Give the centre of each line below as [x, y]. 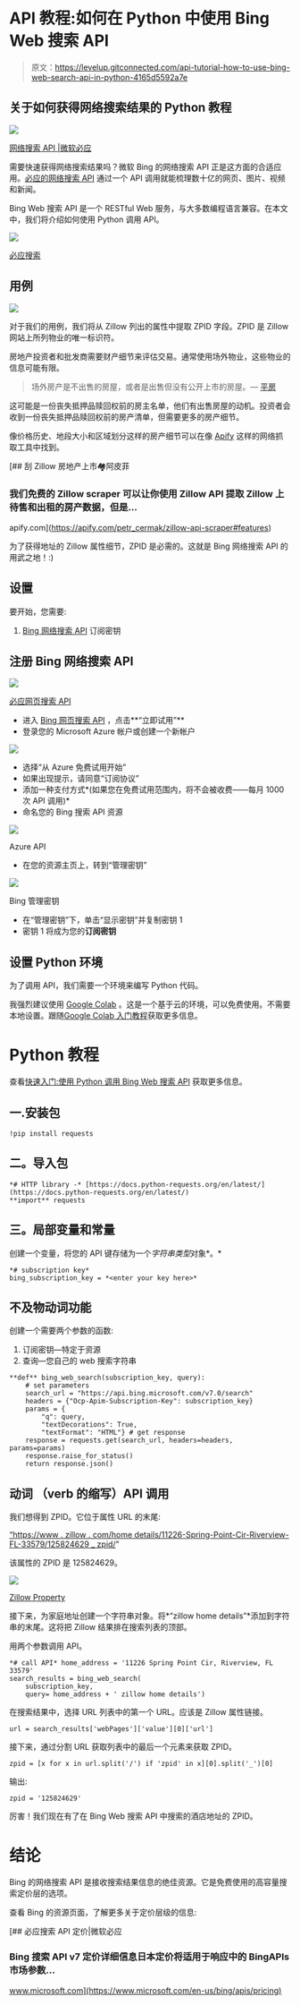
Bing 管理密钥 [34, 901]
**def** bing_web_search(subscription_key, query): [107, 1378]
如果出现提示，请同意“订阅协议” [81, 779]
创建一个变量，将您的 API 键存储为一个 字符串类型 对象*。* [116, 1253]
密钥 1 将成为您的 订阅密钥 [69, 931]
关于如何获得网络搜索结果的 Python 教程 [121, 108]
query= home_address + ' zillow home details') [115, 1694]
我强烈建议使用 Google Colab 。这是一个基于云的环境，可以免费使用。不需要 [150, 1004]
